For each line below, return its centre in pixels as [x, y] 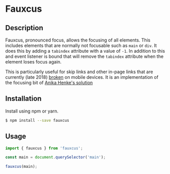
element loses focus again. [34, 62]
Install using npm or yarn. [32, 111]
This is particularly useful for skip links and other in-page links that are [79, 72]
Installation [23, 99]
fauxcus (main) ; [21, 167]
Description [24, 28]
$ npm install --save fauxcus [37, 120]
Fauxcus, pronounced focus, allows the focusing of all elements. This [78, 40]
